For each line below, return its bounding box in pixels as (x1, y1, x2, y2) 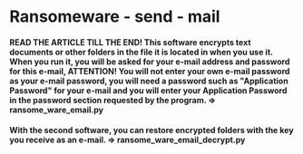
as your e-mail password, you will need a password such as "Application (9, 75, 288, 86)
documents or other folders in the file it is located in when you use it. (9, 46, 274, 57)
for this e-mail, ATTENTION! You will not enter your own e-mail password (9, 65, 290, 76)
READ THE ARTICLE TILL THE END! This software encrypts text (9, 36, 251, 47)
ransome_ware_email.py (9, 104, 104, 115)
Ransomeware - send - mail (9, 6, 220, 27)
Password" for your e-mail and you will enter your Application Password (9, 84, 288, 96)
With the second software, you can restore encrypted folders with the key (9, 125, 294, 136)
